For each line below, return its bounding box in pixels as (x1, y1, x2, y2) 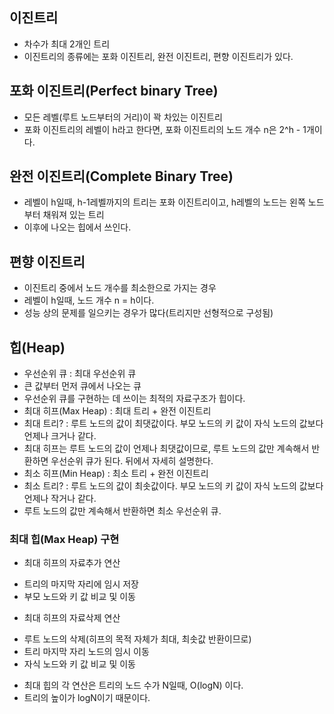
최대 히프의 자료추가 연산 (23, 557, 121, 569)
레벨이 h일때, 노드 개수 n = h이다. (23, 294, 155, 307)
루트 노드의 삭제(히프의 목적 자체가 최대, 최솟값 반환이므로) (23, 633, 252, 645)
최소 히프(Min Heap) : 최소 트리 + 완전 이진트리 (23, 468, 209, 480)
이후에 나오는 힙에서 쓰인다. (23, 221, 132, 233)
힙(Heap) (9, 339, 66, 356)
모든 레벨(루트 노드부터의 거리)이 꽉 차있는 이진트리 (23, 111, 223, 123)
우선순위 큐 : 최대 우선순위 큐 (23, 368, 137, 380)
